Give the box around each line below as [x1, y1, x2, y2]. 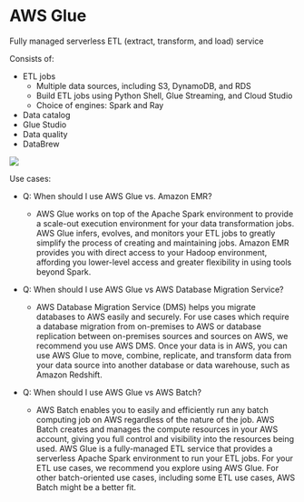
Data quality [22, 128, 68, 139]
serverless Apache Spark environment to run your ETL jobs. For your [35, 452, 293, 464]
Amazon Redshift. [35, 369, 103, 380]
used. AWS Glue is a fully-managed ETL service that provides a [35, 443, 273, 454]
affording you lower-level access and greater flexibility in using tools [35, 256, 292, 267]
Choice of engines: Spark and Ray [35, 99, 164, 110]
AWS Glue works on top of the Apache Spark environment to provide [35, 208, 294, 219]
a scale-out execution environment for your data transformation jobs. [35, 217, 295, 228]
